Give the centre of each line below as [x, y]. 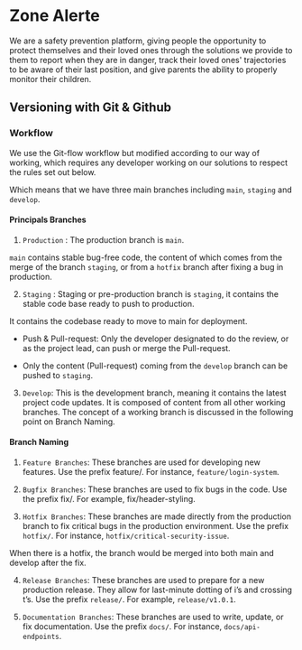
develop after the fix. [48, 563]
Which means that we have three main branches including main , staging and [151, 190]
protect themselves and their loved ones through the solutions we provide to [151, 50]
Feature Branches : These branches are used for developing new [142, 462]
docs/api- [243, 627]
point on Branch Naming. [69, 422]
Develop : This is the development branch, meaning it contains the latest [154, 393]
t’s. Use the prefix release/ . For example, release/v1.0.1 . [129, 599]
